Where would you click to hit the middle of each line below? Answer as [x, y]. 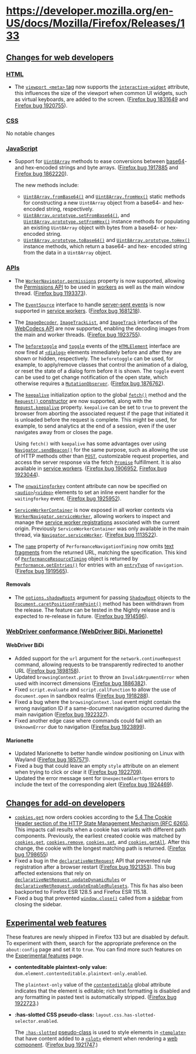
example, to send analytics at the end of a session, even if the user [95, 426]
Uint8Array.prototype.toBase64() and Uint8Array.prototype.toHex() [106, 240]
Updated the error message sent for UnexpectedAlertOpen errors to [94, 778]
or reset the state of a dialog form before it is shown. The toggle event [99, 371]
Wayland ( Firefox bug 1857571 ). [52, 760]
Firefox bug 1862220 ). [41, 174]
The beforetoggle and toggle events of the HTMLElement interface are [97, 346]
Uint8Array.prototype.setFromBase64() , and [76, 215]
